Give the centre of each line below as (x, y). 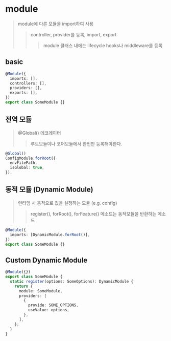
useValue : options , (49, 310)
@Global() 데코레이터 (39, 133)
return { (24, 286)
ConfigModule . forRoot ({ (31, 158)
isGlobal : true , (27, 168)
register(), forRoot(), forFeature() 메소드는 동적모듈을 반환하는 (93, 214)
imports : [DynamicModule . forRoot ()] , (50, 235)
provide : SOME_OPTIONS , (53, 305)
